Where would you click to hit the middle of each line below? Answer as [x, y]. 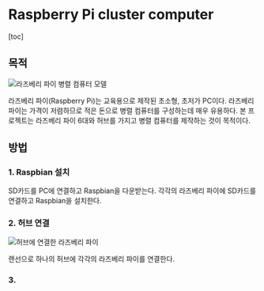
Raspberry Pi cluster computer [111, 15]
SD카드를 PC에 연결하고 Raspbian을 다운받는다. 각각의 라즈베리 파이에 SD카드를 [132, 191]
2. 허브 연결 [29, 223]
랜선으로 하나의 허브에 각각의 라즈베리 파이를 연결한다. [92, 259]
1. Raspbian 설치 [39, 172]
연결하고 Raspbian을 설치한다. [55, 201]
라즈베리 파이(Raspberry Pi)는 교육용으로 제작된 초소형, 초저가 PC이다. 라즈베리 [131, 100]
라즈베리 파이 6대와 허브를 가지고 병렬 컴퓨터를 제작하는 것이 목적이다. [143, 120]
